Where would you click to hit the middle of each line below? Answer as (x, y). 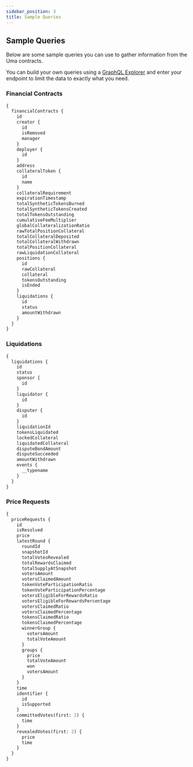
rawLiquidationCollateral (48, 253)
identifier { (32, 694)
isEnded (31, 285)
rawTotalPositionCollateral (50, 231)
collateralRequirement (44, 193)
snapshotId (35, 552)
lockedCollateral (38, 438)
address (26, 166)
